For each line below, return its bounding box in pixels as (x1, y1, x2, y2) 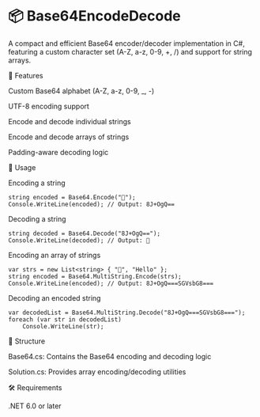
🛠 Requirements (8, 382, 62, 392)
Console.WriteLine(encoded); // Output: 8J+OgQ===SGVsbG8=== (8, 279, 214, 287)
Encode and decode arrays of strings (8, 132, 130, 142)
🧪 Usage (8, 162, 36, 172)
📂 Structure (8, 336, 46, 346)
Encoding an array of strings (8, 250, 101, 260)
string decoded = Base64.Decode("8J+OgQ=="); (8, 229, 160, 237)
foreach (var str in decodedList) (8, 315, 122, 324)
